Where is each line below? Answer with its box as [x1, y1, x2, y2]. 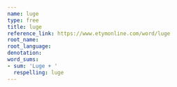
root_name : [7, 36, 39, 43]
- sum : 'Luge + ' [7, 62, 58, 69]
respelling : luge [13, 69, 64, 76]
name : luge [7, 10, 39, 18]
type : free [7, 17, 39, 24]
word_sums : [7, 56, 39, 63]
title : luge [7, 23, 42, 30]
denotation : [7, 50, 42, 57]
